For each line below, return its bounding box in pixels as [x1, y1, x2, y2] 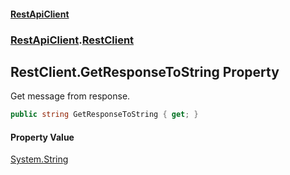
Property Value [10, 131, 75, 143]
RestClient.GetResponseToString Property [10, 63, 280, 80]
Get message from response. [10, 90, 131, 102]
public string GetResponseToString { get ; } [10, 110, 199, 120]
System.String [10, 153, 69, 165]
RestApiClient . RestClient [10, 33, 135, 47]
